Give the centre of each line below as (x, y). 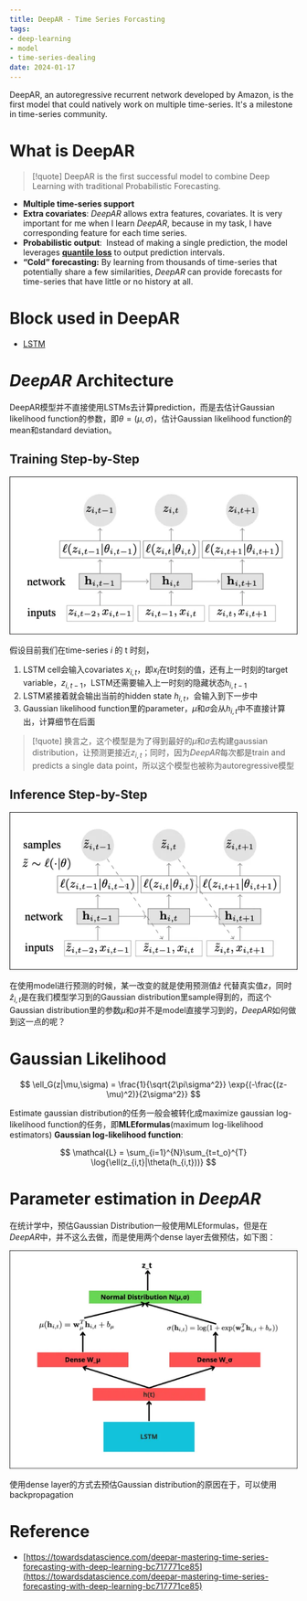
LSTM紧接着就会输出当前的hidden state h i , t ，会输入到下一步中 (140, 697)
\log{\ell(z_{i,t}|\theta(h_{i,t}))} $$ (153, 1162)
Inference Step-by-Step (79, 795)
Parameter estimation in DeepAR (136, 1199)
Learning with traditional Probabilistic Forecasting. (126, 186)
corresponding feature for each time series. (105, 232)
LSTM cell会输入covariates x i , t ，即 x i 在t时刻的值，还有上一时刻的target (155, 670)
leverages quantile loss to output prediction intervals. (124, 252)
